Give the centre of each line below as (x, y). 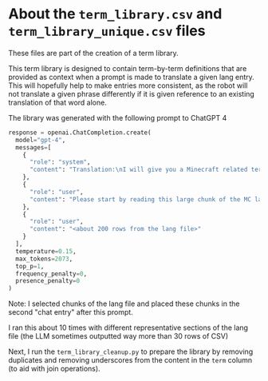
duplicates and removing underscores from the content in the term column (130, 360)
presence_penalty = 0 (48, 281)
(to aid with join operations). (55, 369)
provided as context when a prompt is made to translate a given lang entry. (132, 77)
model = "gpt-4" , (41, 140)
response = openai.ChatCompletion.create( (80, 133)
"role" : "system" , (60, 162)
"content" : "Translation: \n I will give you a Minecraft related (138, 170)
